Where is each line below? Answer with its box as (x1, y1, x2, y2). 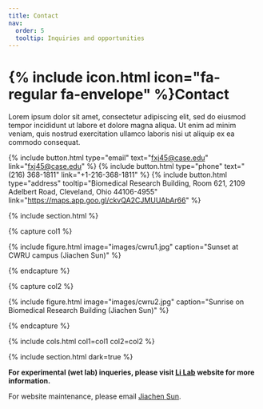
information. (8, 376, 50, 386)
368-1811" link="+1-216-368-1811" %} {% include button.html (26, 170, 228, 180)
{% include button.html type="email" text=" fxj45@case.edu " (8, 153, 209, 162)
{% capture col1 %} (8, 227, 73, 236)
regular (8, 86, 58, 104)
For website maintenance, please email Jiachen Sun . (8, 391, 181, 401)
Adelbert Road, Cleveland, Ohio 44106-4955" (8, 187, 158, 197)
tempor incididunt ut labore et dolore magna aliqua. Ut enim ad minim (8, 121, 237, 130)
